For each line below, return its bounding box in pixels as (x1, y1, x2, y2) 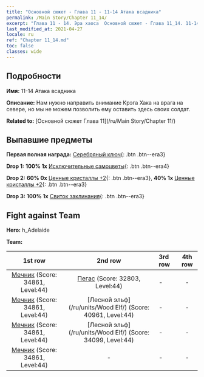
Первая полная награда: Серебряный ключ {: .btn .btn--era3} (6, 151, 166, 158)
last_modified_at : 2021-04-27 (6, 26, 83, 32)
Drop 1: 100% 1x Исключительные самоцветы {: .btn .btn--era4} (6, 162, 170, 170)
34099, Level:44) (84, 336, 135, 344)
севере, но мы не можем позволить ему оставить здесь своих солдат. (6, 105, 191, 112)
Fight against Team (6, 210, 81, 221)
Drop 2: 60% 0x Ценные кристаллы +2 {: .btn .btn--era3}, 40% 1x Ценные (6, 175, 195, 182)
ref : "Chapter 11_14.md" (6, 37, 69, 43)
